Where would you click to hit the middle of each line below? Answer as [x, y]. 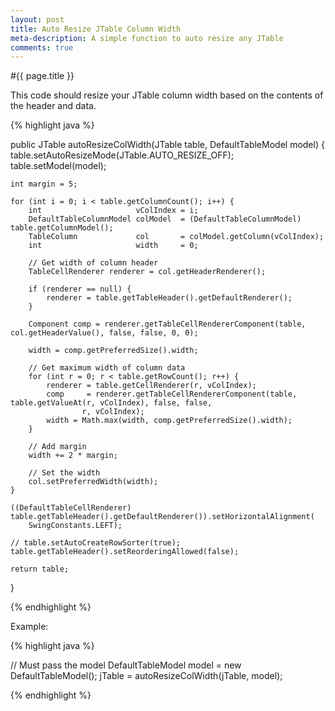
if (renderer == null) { [80, 289]
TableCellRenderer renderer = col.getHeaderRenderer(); [147, 272]
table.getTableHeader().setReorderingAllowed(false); [125, 552]
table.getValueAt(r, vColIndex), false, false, [111, 403]
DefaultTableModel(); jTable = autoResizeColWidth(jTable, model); [146, 676]
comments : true [42, 47]
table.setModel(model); [58, 166]
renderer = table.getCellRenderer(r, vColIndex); [151, 386]
